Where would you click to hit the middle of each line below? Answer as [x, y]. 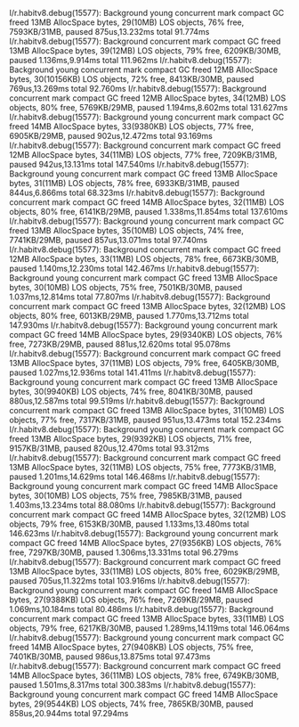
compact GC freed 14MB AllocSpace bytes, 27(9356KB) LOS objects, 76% [145, 543]
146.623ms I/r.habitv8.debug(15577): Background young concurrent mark [144, 533]
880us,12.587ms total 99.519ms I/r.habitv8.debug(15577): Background [137, 401]
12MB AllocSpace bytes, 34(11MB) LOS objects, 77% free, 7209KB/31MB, [143, 155]
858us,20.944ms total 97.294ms [69, 713]
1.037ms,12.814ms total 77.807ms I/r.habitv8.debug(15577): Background [140, 297]
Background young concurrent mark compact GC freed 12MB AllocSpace [144, 69]
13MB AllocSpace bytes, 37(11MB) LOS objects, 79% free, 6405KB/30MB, [144, 363]
